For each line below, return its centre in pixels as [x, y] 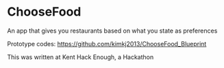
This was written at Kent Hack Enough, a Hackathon [80, 57]
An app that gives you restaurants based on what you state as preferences [112, 31]
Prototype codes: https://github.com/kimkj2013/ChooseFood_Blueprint [107, 44]
